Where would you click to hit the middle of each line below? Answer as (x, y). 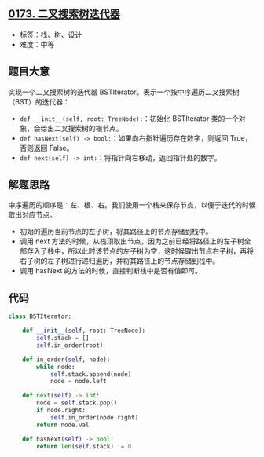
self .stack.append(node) (91, 374)
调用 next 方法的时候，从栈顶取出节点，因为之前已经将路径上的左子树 (132, 241)
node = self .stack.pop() (77, 403)
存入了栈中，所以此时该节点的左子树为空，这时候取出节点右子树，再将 (140, 251)
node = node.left (79, 382)
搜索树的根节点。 (95, 128)
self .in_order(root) (70, 345)
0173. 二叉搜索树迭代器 (64, 14)
